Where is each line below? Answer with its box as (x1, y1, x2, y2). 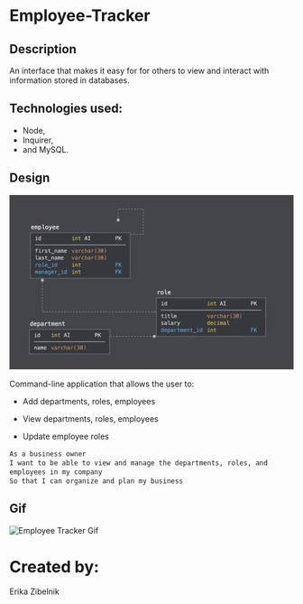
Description (9, 42, 77, 57)
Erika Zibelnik (9, 586, 60, 597)
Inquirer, (22, 135, 54, 145)
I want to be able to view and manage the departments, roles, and (9, 458, 269, 468)
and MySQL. (22, 144, 69, 154)
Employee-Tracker (9, 5, 151, 26)
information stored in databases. (9, 75, 131, 86)
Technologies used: (9, 101, 124, 116)
